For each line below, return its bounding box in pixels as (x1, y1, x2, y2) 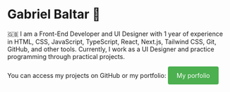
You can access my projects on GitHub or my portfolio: (7, 71, 167, 79)
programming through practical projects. (7, 52, 126, 60)
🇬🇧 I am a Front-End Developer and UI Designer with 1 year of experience (7, 29, 224, 38)
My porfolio (176, 71, 210, 79)
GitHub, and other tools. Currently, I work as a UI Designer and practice (7, 45, 214, 53)
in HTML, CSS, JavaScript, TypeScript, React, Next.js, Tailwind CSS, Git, (7, 37, 217, 46)
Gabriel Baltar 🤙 (7, 6, 101, 22)
